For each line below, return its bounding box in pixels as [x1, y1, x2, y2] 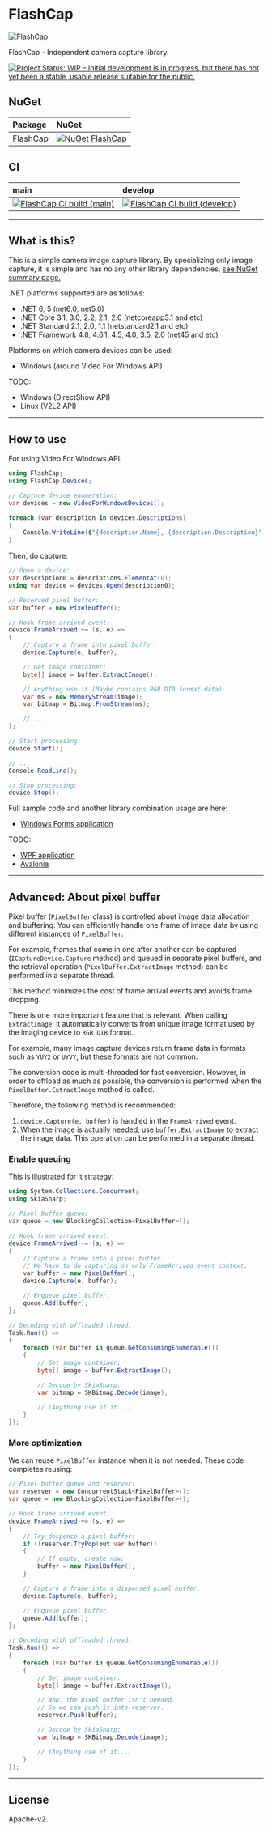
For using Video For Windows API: [8, 454, 122, 464]
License [8, 1792, 49, 1806]
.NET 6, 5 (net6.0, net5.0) [19, 304, 105, 314]
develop [122, 184, 155, 195]
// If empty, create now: [37, 1555, 125, 1563]
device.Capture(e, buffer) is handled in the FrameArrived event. [19, 1116, 236, 1126]
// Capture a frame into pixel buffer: [23, 641, 158, 649]
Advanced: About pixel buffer [8, 890, 161, 903]
